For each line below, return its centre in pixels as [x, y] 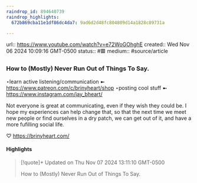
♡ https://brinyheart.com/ [38, 136]
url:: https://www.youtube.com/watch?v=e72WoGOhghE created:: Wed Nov [98, 44]
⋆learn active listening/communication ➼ [55, 81]
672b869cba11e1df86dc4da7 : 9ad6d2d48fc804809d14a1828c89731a [88, 22]
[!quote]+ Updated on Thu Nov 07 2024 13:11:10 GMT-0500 [93, 162]
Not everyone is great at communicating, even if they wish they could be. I [96, 105]
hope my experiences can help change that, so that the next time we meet [96, 112]
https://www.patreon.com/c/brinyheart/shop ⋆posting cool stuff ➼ [86, 88]
